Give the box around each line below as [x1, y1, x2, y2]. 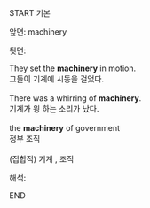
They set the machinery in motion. [9, 63, 136, 73]
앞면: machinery [9, 27, 67, 37]
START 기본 [9, 8, 51, 18]
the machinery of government [9, 123, 120, 133]
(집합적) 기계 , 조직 [9, 154, 75, 164]
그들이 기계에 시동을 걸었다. [9, 73, 105, 84]
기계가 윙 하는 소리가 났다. [9, 104, 99, 113]
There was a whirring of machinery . [9, 93, 142, 104]
